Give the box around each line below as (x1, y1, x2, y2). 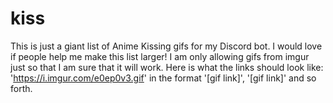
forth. (10, 82, 33, 94)
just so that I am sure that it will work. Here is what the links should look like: (10, 61, 324, 73)
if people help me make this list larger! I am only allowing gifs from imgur (10, 50, 310, 62)
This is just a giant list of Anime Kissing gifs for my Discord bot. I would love (10, 40, 323, 52)
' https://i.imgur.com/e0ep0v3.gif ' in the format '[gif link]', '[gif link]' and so (10, 72, 317, 84)
